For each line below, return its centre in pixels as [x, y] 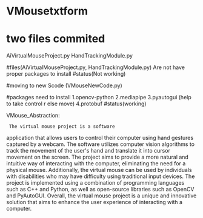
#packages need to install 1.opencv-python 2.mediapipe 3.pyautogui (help [99, 97]
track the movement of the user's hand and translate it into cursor [88, 151]
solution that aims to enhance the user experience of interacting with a [95, 202]
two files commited [56, 39]
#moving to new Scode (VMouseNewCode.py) [64, 85]
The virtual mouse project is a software [62, 127]
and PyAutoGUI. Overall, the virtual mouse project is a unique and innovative [101, 196]
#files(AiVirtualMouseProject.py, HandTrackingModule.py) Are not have [95, 67]
